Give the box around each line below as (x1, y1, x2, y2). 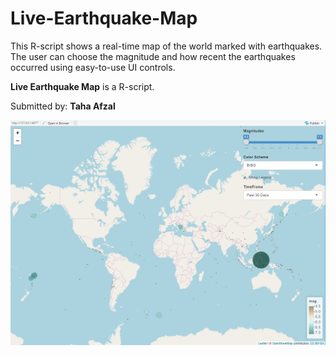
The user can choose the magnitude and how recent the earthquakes (10, 50, 296, 62)
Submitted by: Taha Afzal (10, 100, 116, 112)
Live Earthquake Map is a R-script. (10, 80, 155, 92)
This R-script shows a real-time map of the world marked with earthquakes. (10, 40, 323, 52)
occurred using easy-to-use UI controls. (10, 61, 176, 73)
